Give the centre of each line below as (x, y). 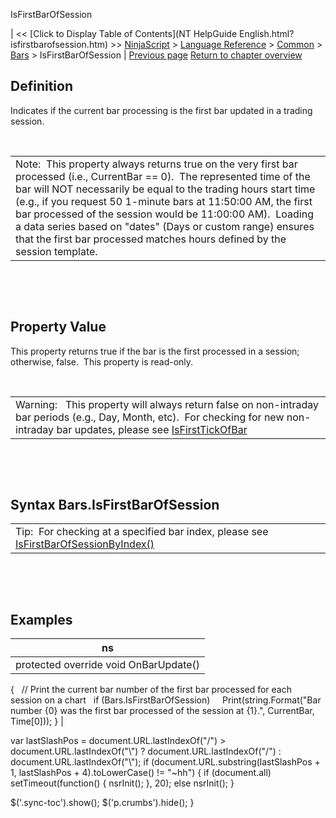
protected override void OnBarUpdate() (108, 665)
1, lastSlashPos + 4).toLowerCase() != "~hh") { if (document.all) (141, 773)
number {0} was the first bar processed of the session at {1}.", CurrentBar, (162, 711)
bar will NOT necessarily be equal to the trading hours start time (165, 189)
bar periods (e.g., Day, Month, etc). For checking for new (150, 417)
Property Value (58, 327)
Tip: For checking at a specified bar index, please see (142, 532)
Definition (41, 86)
